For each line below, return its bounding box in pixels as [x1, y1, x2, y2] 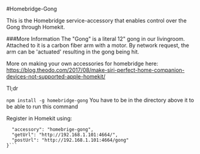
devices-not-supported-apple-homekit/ [6, 73, 106, 80]
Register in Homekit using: [6, 115, 72, 122]
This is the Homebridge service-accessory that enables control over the [6, 17, 187, 24]
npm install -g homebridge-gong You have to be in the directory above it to [6, 97, 195, 103]
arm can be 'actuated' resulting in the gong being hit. [6, 48, 140, 55]
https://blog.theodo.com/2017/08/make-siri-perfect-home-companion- [6, 66, 185, 74]
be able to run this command [6, 103, 78, 110]
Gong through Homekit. [6, 24, 65, 30]
